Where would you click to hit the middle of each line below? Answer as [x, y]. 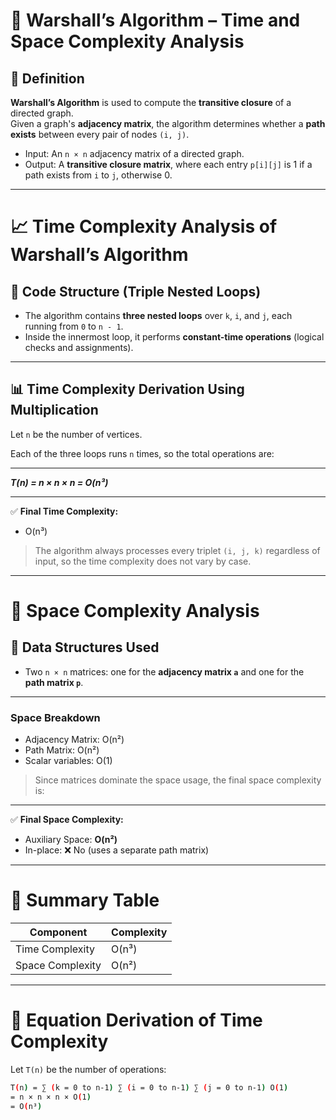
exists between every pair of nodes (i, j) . [100, 134]
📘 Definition [47, 78]
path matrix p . [54, 682]
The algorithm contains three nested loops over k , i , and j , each [158, 315]
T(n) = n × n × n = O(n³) [59, 482]
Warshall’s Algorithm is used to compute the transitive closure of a [151, 102]
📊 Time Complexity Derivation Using [127, 389]
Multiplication [54, 410]
